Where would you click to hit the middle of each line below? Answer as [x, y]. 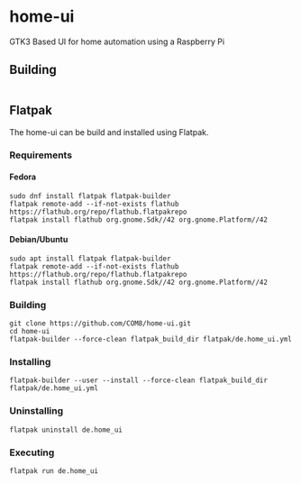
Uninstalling [36, 411]
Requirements [41, 155]
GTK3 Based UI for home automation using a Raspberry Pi [117, 41]
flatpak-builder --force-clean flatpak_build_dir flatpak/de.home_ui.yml [151, 340]
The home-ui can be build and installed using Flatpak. [109, 132]
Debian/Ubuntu [39, 240]
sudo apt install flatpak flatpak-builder [90, 259]
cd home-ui [30, 332]
